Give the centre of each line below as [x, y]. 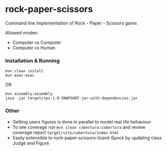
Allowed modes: [22, 32]
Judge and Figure [31, 143]
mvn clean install [24, 71]
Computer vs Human [34, 47]
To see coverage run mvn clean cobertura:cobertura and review [79, 127]
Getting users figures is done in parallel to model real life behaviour [82, 121]
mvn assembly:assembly [29, 94]
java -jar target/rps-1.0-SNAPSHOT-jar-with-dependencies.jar [71, 98]
